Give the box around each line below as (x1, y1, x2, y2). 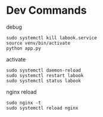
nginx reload (6, 88, 37, 96)
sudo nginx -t (6, 100, 42, 106)
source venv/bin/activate (6, 40, 70, 46)
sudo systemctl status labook (6, 78, 82, 84)
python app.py (6, 45, 42, 51)
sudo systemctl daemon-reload (6, 67, 82, 73)
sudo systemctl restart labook (6, 72, 84, 78)
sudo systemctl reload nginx (6, 105, 79, 111)
